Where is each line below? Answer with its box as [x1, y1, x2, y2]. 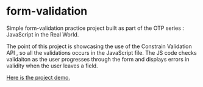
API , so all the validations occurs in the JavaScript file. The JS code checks [6, 49, 197, 56]
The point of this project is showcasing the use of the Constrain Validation [6, 43, 192, 50]
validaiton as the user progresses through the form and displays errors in [6, 55, 190, 63]
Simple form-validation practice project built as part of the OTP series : [6, 24, 185, 32]
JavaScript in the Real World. [6, 30, 79, 38]
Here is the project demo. [6, 74, 70, 81]
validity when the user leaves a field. [6, 62, 99, 69]
